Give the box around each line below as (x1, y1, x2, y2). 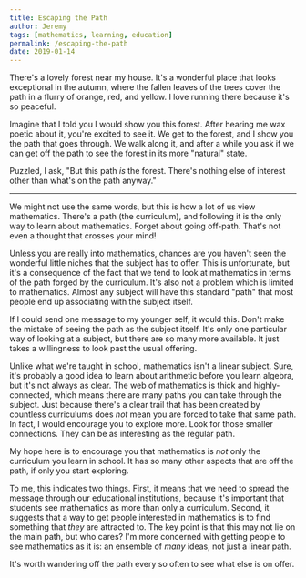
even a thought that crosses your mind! (9, 230, 157, 241)
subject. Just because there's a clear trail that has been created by (9, 400, 260, 411)
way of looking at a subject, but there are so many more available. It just (9, 333, 280, 344)
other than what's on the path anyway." (9, 175, 157, 187)
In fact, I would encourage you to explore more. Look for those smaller (9, 419, 273, 430)
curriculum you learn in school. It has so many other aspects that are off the (9, 456, 294, 467)
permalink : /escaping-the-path (9, 38, 128, 48)
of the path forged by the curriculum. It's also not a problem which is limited (9, 277, 294, 288)
